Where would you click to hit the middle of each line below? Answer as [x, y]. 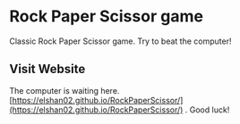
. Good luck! [207, 110]
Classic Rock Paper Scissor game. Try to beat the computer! [120, 41]
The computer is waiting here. [64, 90]
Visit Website [47, 69]
